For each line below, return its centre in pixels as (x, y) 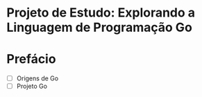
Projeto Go (32, 86)
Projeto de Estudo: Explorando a (101, 13)
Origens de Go (37, 78)
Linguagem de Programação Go (99, 27)
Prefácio (31, 59)
